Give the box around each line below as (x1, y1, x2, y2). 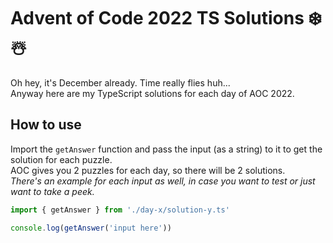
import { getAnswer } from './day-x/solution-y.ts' (10, 205, 230, 215)
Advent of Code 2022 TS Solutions (10, 7, 305, 30)
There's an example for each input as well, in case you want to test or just (10, 175, 316, 187)
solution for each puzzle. (10, 153, 113, 165)
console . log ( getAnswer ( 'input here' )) (10, 223, 172, 233)
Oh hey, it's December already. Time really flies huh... (10, 76, 231, 89)
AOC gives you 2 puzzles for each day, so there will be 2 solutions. (10, 164, 286, 176)
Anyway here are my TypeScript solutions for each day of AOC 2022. (10, 87, 295, 99)
